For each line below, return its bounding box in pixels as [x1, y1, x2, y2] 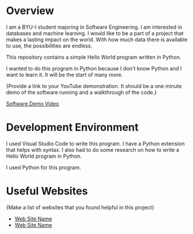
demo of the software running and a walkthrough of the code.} [6, 89, 157, 96]
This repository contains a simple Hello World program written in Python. [6, 53, 181, 60]
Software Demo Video [6, 100, 60, 107]
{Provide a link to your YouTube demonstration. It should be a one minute [6, 82, 182, 89]
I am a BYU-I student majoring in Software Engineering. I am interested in [6, 23, 182, 30]
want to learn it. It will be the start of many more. [6, 71, 123, 78]
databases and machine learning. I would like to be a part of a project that [6, 29, 184, 36]
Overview [6, 4, 54, 18]
